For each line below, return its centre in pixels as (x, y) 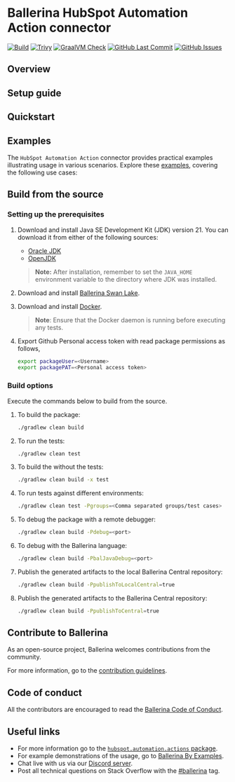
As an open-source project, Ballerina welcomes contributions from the (109, 650)
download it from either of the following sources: (88, 237)
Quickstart (31, 117)
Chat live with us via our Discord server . (75, 763)
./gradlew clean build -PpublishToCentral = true (88, 611)
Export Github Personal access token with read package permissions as (121, 341)
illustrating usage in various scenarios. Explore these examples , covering (113, 165)
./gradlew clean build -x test (63, 480)
